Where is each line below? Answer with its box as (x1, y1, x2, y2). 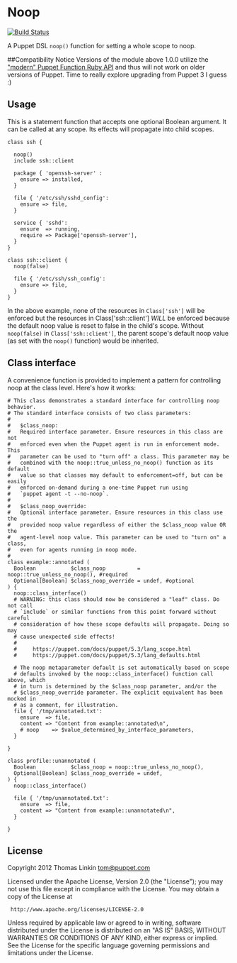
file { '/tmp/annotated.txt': (13, 708, 103, 715)
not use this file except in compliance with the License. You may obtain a (7, 885, 219, 893)
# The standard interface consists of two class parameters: (7, 409, 192, 417)
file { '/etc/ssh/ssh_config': (13, 275, 106, 282)
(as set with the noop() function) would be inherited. (7, 336, 159, 345)
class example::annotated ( (7, 558, 91, 566)
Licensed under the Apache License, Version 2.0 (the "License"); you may (7, 877, 224, 886)
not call (7, 602, 33, 609)
